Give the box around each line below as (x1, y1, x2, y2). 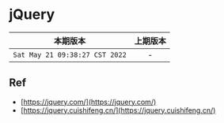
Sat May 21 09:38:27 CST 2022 (13, 50, 127, 59)
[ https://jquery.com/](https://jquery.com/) (20, 97, 157, 106)
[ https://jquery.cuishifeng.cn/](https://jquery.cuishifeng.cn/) (20, 105, 216, 115)
